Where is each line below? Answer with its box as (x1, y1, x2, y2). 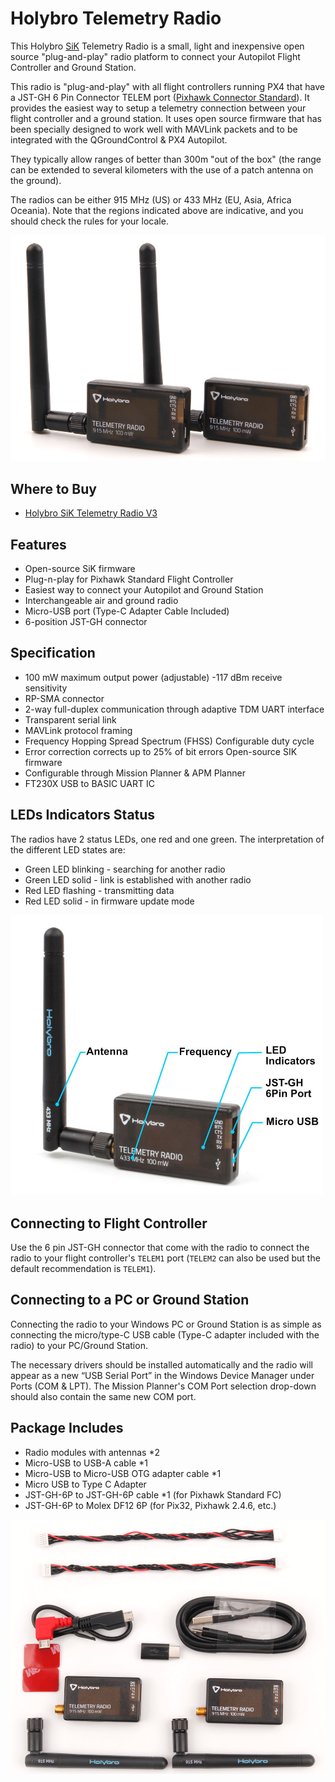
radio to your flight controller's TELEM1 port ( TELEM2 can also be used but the (10, 1252, 321, 1264)
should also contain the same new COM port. (10, 1390, 197, 1402)
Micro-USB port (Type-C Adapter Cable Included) (24, 605, 230, 617)
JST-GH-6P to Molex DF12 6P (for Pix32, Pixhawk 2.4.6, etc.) (24, 1499, 277, 1511)
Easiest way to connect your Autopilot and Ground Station (24, 584, 264, 596)
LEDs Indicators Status (10, 807, 156, 824)
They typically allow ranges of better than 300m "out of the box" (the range (10, 153, 322, 165)
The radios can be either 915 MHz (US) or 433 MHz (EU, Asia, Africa (10, 193, 292, 206)
